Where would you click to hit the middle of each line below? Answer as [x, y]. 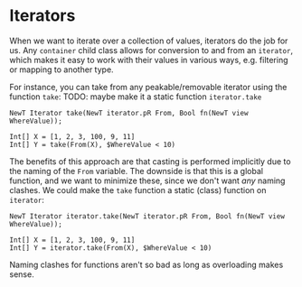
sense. [22, 274]
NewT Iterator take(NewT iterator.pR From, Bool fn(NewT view [129, 113]
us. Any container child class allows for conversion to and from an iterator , [151, 50]
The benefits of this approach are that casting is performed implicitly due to [150, 161]
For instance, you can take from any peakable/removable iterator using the [148, 87]
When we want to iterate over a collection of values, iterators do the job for [149, 41]
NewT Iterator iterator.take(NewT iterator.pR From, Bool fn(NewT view [147, 216]
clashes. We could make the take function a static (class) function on [138, 190]
